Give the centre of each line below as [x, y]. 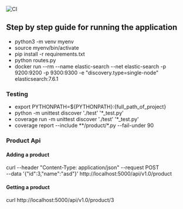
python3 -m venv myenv [44, 42]
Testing [17, 94]
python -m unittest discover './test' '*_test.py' [69, 113]
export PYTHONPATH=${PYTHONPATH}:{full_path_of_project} [90, 107]
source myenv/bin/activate [47, 47]
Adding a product [28, 155]
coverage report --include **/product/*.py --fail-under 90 [84, 125]
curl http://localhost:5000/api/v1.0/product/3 [60, 200]
